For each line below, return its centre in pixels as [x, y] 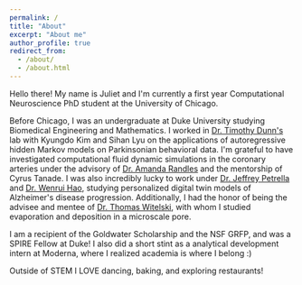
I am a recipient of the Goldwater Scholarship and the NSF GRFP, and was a [150, 234]
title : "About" [38, 26]
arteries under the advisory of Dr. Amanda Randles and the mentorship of [146, 169]
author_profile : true [50, 43]
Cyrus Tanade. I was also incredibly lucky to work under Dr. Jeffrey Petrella [150, 178]
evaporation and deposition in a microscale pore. [100, 216]
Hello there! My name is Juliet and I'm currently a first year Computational [147, 93]
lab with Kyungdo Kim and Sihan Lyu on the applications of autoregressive [148, 140]
